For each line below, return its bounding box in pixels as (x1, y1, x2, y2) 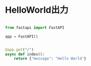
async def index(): (5, 52, 45, 57)
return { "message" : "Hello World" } (14, 56, 87, 61)
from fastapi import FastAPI (5, 25, 65, 30)
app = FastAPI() (5, 34, 38, 39)
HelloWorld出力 (5, 4, 68, 16)
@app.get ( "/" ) (5, 47, 34, 52)
